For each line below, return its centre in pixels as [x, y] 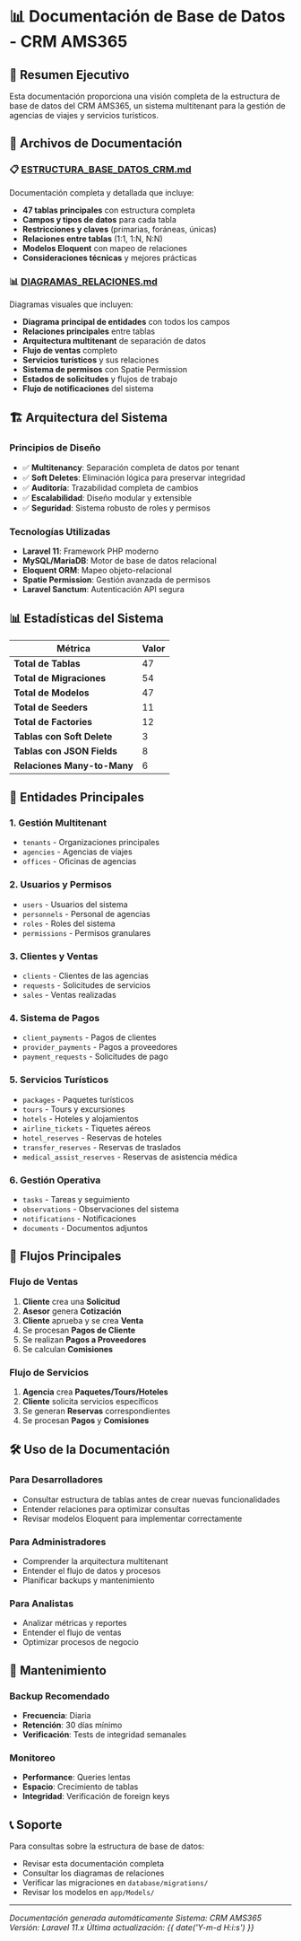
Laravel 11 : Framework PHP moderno [90, 551]
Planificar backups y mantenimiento [88, 1580]
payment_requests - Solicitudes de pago [95, 1057]
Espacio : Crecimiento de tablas [80, 1787]
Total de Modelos [52, 693]
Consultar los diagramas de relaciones [93, 1873]
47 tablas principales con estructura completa [108, 210]
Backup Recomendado [60, 1696]
